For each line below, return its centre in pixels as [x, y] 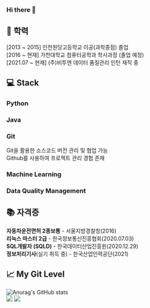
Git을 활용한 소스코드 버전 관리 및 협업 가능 [57, 150]
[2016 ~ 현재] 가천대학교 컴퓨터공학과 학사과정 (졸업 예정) [75, 55]
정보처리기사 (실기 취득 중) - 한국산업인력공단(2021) [67, 253]
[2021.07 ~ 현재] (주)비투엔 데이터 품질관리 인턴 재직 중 [73, 62]
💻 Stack [23, 83]
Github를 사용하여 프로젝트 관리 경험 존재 [56, 158]
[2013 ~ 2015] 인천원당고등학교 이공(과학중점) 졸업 [67, 47]
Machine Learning [34, 174]
